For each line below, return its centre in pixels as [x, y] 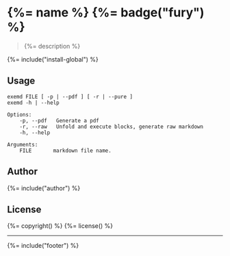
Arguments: [23, 144]
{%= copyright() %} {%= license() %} [60, 226]
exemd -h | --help [33, 103]
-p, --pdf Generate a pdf [59, 120]
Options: [20, 114]
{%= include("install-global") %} [53, 59]
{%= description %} [52, 46]
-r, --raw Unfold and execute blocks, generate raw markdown [112, 127]
